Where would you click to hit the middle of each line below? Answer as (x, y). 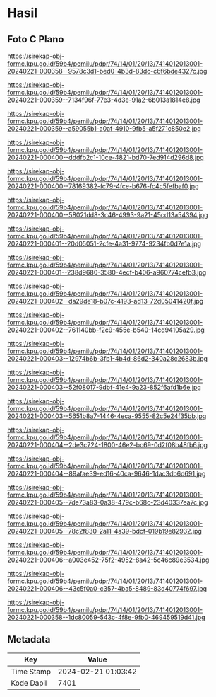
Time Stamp (31, 672)
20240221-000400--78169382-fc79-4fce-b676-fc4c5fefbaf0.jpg (103, 186)
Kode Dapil (29, 683)
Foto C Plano (36, 39)
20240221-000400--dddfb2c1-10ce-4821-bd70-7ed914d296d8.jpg (106, 157)
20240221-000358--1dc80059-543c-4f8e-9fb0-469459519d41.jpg (107, 617)
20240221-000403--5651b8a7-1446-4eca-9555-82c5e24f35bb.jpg (107, 416)
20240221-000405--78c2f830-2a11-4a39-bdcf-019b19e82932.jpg (105, 531)
